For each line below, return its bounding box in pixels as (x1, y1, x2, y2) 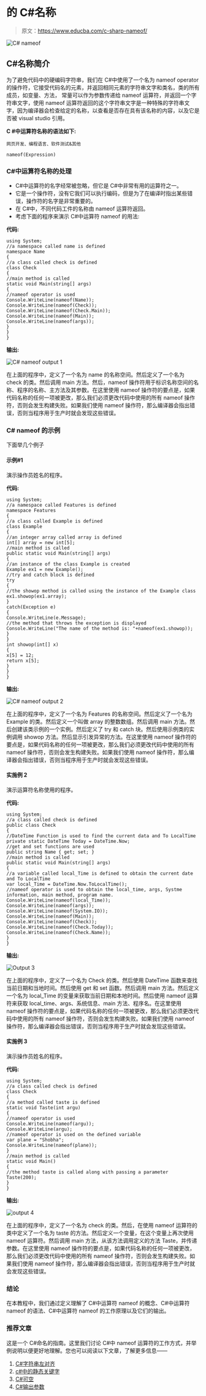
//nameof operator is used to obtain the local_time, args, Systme (6, 886, 183, 892)
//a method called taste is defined (6, 1099, 100, 1105)
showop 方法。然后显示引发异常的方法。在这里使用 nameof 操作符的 (23, 733, 197, 740)
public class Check (6, 822, 56, 828)
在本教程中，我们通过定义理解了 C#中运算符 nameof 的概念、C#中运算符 (6, 1300, 190, 1307)
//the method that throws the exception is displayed (6, 620, 147, 626)
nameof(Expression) (6, 151, 56, 158)
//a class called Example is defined (6, 518, 103, 524)
